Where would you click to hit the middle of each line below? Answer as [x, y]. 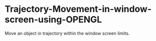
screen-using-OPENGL [53, 20]
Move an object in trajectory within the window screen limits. [67, 33]
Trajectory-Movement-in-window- [78, 9]
